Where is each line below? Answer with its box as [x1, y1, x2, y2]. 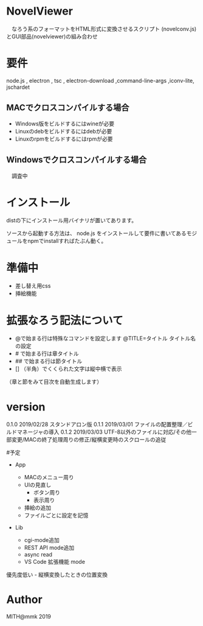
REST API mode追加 [24, 544, 75, 552]
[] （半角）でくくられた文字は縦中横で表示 [15, 365, 122, 373]
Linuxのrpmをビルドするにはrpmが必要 [15, 135, 113, 142]
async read [24, 551, 53, 558]
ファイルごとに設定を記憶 [24, 512, 89, 519]
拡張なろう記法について [6, 314, 123, 327]
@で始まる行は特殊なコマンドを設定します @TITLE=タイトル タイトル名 [15, 335, 196, 342]
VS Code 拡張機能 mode [24, 558, 85, 566]
